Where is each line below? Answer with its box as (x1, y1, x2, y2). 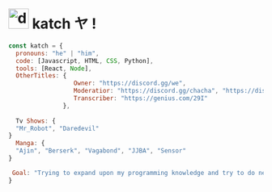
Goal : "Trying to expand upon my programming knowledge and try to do (11, 169, 255, 177)
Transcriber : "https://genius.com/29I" (73, 94, 208, 102)
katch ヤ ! (32, 15, 97, 33)
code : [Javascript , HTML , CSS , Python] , (15, 56, 154, 65)
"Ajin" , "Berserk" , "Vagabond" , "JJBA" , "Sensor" (15, 147, 186, 155)
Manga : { (15, 140, 45, 148)
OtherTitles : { (15, 72, 67, 80)
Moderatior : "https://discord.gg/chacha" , (73, 87, 219, 95)
